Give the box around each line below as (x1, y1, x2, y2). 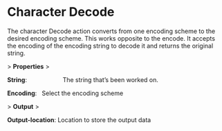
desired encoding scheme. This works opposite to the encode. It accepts (7, 34, 216, 42)
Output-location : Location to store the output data (7, 115, 151, 124)
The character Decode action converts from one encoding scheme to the (7, 27, 216, 35)
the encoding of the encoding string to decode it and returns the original (7, 41, 214, 50)
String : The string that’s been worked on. (7, 75, 159, 83)
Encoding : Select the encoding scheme (7, 89, 124, 97)
